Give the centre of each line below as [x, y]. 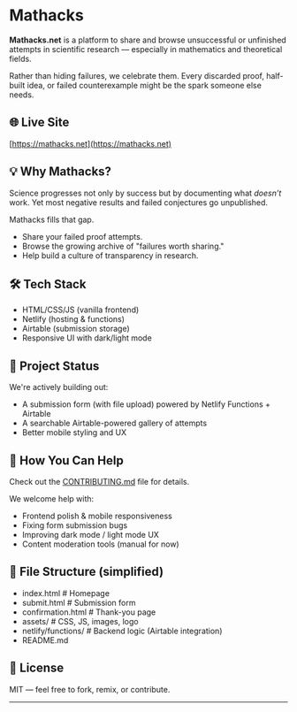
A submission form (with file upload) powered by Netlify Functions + [146, 404]
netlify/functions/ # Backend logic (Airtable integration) [122, 631]
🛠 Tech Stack [48, 284]
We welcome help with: [52, 499]
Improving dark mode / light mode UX [90, 535]
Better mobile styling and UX [74, 433]
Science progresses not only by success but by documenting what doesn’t [145, 193]
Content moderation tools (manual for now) [100, 544]
